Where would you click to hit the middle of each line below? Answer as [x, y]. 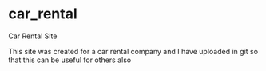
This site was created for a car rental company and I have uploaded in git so [133, 51]
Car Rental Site [33, 36]
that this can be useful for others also [70, 60]
